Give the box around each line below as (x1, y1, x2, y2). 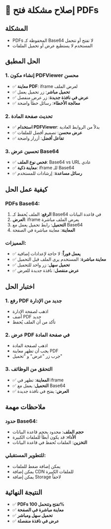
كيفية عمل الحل (5, 185, 48, 193)
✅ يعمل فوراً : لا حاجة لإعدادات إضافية (12, 251, 81, 257)
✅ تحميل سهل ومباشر (12, 513, 53, 519)
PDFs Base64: (5, 200, 40, 207)
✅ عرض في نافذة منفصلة (12, 518, 59, 524)
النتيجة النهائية (5, 488, 43, 496)
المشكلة (5, 24, 28, 33)
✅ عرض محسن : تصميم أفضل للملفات (12, 129, 83, 136)
